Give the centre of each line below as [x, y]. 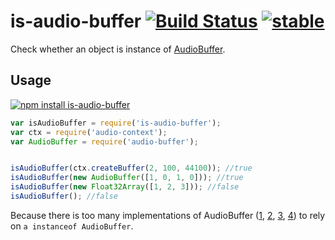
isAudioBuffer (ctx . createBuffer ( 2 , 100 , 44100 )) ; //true [131, 168]
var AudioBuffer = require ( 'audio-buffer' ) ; [104, 141]
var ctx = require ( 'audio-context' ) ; [89, 132]
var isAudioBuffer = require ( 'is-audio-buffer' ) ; [116, 123]
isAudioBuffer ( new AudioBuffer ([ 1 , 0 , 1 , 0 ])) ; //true [127, 178]
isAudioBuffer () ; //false [64, 196]
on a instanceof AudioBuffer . [72, 226]
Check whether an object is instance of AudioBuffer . [118, 49]
